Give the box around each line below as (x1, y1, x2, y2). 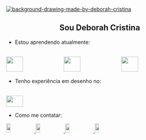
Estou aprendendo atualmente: (14, 39, 90, 46)
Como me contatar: (14, 112, 62, 119)
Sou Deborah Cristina (59, 23, 141, 33)
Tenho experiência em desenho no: (14, 77, 101, 84)
